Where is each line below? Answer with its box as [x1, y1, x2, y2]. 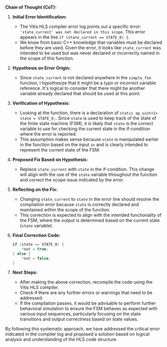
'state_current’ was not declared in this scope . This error [19, 29, 146, 34]
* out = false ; [21, 256, 51, 261]
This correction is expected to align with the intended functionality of [19, 212, 162, 218]
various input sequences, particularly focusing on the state [19, 311, 141, 317]
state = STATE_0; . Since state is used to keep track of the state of [19, 115, 157, 121]
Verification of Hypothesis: [12, 100, 70, 106]
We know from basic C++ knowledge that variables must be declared [19, 39, 163, 45]
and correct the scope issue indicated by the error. [19, 177, 125, 182]
